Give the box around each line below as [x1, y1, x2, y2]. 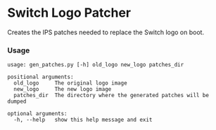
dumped [7, 98, 27, 106]
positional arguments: [7, 73, 74, 81]
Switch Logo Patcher [7, 5, 132, 21]
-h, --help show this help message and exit [13, 117, 153, 124]
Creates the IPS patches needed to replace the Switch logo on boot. [7, 28, 205, 36]
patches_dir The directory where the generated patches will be [13, 92, 210, 99]
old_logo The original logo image [13, 80, 128, 87]
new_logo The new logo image [13, 86, 112, 93]
